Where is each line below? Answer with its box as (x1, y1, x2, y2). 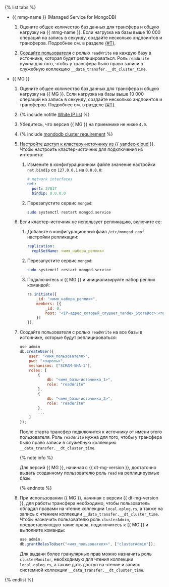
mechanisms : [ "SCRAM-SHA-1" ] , (29, 363, 92, 368)
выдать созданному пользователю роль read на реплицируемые (19, 470, 160, 476)
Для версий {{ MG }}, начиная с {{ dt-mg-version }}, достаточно (19, 465, 157, 470)
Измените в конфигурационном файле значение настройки (27, 161, 156, 167)
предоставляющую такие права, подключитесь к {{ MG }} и (19, 522, 148, 528)
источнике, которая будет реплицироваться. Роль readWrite (19, 55, 150, 61)
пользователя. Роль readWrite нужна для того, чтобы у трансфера (19, 434, 162, 440)
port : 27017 (31, 186, 57, 191)
